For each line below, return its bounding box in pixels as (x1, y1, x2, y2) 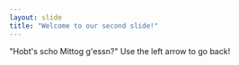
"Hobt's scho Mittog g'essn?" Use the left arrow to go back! (9, 45, 231, 56)
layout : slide (9, 12, 63, 22)
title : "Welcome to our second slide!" (9, 21, 159, 30)
